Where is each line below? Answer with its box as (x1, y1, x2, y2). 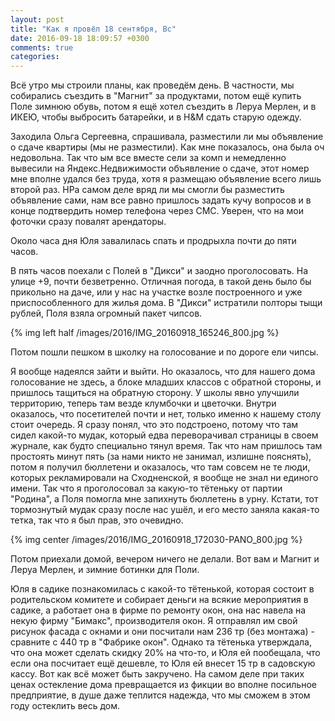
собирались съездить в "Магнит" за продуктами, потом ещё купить (10, 90, 302, 102)
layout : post (10, 14, 65, 25)
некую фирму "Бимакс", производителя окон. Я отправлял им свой (10, 615, 298, 627)
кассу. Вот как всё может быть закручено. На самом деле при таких (10, 668, 305, 680)
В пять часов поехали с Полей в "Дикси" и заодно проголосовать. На (10, 265, 309, 277)
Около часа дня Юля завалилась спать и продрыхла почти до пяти (10, 235, 297, 247)
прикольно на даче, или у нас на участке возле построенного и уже (10, 286, 303, 298)
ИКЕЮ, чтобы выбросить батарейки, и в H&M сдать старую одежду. (10, 111, 302, 123)
